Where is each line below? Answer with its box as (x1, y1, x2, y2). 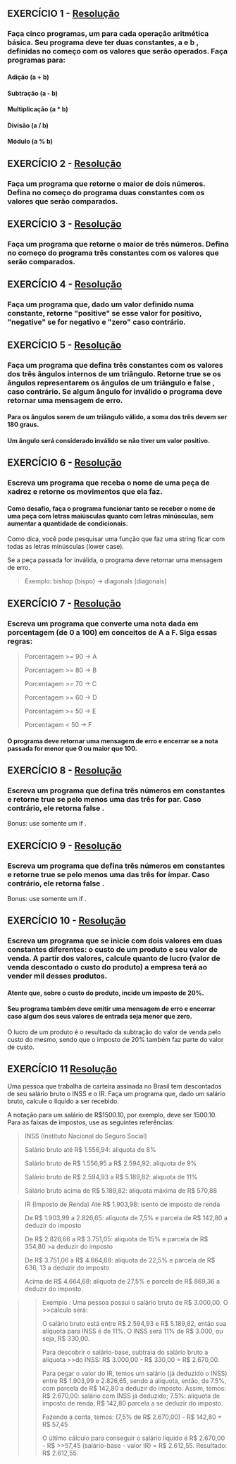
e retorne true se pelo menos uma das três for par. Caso (7, 794, 201, 804)
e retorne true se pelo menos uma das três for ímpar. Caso (7, 869, 210, 879)
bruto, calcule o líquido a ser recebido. (7, 1097, 120, 1105)
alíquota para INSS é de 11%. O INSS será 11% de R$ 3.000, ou (42, 1327, 223, 1335)
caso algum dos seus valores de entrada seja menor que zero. (7, 1012, 192, 1021)
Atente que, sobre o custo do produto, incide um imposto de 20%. (7, 988, 204, 997)
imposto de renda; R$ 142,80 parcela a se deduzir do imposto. (42, 1398, 223, 1407)
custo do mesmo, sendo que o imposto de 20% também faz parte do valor (7, 1036, 224, 1043)
